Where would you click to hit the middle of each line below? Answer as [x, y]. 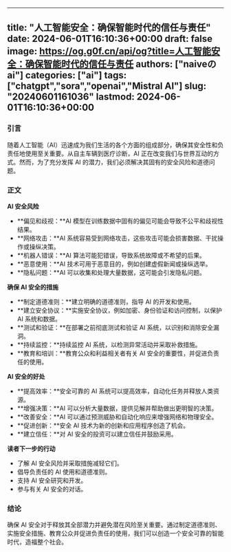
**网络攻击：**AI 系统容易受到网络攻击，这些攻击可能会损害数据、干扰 [117, 238]
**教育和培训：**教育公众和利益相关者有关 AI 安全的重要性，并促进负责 [118, 353]
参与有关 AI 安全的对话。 [52, 489]
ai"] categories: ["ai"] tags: [67, 75]
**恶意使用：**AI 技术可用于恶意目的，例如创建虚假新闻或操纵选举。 [114, 264]
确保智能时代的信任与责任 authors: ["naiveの [121, 64]
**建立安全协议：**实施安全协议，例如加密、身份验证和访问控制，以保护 [119, 310]
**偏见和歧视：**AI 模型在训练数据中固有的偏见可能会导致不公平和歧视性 [120, 221]
